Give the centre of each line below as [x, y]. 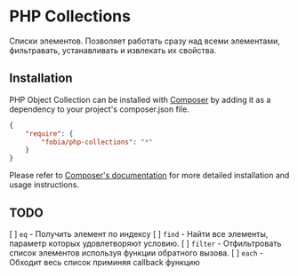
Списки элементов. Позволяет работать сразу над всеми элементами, [145, 41]
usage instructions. [44, 185]
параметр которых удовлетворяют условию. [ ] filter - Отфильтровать [145, 243]
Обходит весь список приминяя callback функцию [105, 262]
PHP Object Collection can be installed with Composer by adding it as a [140, 99]
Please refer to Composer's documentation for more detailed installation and [149, 176]
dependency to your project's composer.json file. [99, 109]
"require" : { [49, 134]
